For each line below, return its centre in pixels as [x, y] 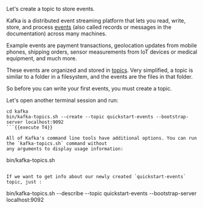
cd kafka [17, 112]
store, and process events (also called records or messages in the [89, 27]
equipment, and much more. [42, 58]
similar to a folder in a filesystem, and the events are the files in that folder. [100, 77]
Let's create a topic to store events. [51, 9]
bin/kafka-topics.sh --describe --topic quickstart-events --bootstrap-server [101, 193]
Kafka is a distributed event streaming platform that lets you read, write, [96, 20]
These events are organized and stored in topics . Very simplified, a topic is [100, 70]
